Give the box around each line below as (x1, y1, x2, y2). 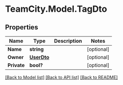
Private (7, 62, 25, 68)
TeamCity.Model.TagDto (5, 3, 107, 15)
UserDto (29, 54, 50, 60)
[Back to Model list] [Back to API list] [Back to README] (5, 75, 118, 80)
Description (54, 38, 82, 44)
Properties (5, 23, 38, 31)
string (29, 46, 44, 53)
